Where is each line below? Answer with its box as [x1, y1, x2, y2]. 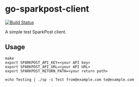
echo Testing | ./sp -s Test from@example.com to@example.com [5, 77, 134, 82]
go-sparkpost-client [5, 3, 89, 15]
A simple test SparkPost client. [5, 29, 67, 35]
